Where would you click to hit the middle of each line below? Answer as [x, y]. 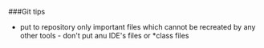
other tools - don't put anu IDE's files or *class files [104, 36]
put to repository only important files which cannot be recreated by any [138, 27]
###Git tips [27, 12]
